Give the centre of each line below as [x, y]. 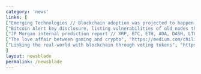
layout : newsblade [28, 56]
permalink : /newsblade [34, 61]
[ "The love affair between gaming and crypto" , [66, 39]
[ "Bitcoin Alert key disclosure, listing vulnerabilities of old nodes [97, 28]
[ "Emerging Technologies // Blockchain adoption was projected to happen [100, 23]
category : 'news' [27, 12]
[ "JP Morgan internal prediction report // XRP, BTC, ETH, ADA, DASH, [96, 34]
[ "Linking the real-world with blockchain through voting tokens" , [92, 45]
